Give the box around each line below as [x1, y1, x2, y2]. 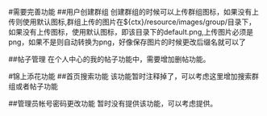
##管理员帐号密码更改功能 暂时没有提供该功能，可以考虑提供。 [8, 99, 218, 108]
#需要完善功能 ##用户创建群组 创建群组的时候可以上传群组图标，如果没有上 [8, 7, 260, 16]
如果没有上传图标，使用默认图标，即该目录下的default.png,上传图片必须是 [8, 27, 254, 36]
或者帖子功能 [15, 81, 58, 91]
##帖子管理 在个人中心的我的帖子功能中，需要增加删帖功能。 [8, 55, 211, 64]
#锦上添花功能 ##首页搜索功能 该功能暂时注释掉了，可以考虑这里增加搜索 [8, 72, 252, 81]
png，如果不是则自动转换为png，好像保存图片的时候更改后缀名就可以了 [8, 37, 246, 47]
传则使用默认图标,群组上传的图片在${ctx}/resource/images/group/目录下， [8, 17, 257, 27]
